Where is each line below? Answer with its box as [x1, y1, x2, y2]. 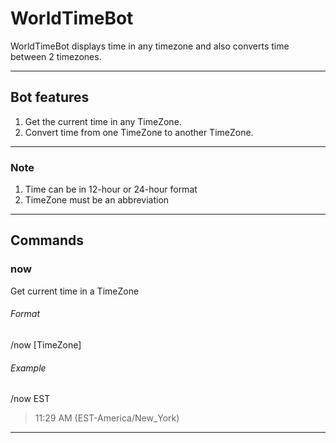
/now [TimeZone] [10, 338, 82, 351]
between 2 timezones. [10, 50, 102, 62]
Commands [10, 232, 85, 249]
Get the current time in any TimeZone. [24, 115, 182, 127]
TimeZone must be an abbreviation [24, 194, 170, 206]
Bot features [10, 89, 90, 106]
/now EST [10, 393, 51, 405]
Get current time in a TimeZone [10, 285, 140, 297]
